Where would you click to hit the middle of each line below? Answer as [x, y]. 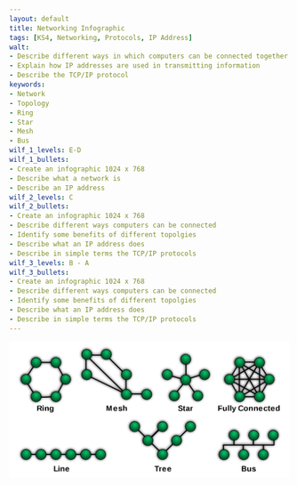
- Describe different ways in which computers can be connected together [149, 57]
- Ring [21, 113]
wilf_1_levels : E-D [45, 150]
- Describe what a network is [65, 178]
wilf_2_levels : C [41, 197]
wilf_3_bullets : [39, 272]
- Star [21, 122]
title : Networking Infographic [67, 28]
